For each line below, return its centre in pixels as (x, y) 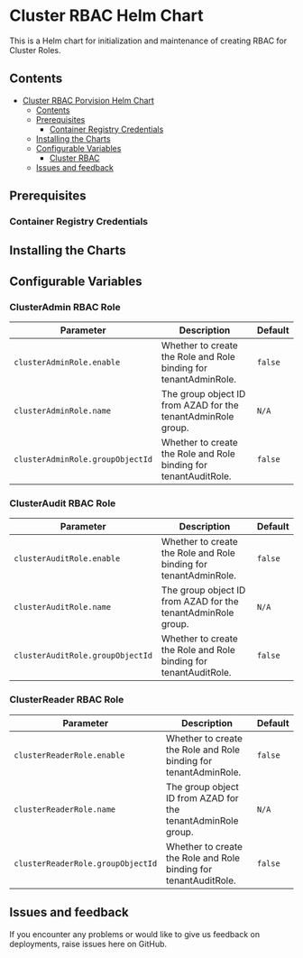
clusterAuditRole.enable (67, 559)
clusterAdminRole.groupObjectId (83, 460)
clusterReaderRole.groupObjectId (86, 863)
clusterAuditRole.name (62, 607)
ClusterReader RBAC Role (67, 700)
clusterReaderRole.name (65, 809)
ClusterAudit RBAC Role (63, 503)
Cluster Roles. (35, 50)
